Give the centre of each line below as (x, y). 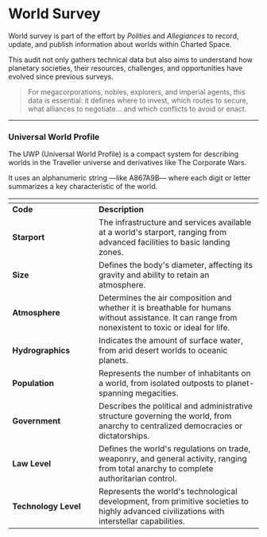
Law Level (32, 464)
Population (33, 384)
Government (37, 421)
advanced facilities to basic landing (164, 242)
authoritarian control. (138, 479)
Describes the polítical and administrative (176, 406)
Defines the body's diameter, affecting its (176, 265)
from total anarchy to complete (156, 469)
